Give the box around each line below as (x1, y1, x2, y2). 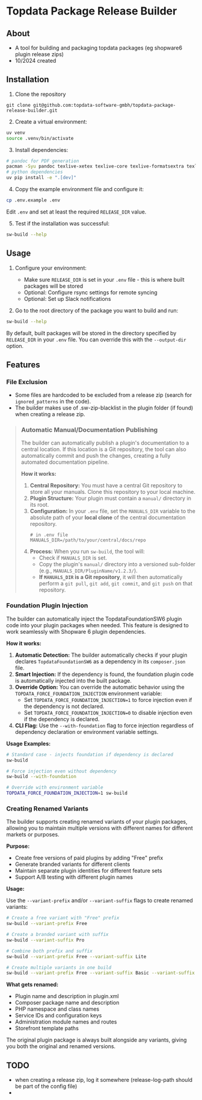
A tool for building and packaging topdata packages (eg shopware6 (14, 44, 182, 51)
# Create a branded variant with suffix (6, 932, 109, 938)
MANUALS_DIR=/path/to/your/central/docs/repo (29, 537, 146, 543)
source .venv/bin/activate (6, 135, 74, 141)
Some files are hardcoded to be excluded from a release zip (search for (14, 391, 192, 399)
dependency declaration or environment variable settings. (14, 728, 159, 735)
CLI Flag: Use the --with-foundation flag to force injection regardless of (14, 722, 194, 729)
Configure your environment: (14, 264, 87, 271)
